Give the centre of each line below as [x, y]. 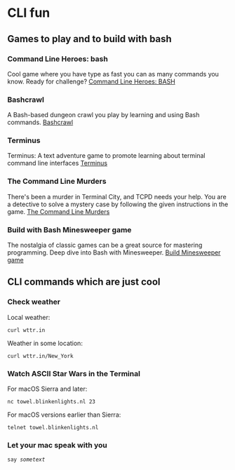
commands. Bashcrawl [40, 122]
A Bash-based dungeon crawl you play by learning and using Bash [103, 115]
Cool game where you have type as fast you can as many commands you [113, 74]
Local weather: [29, 317]
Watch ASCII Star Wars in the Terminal [74, 373]
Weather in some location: [45, 343]
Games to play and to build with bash [89, 39]
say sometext [26, 460]
